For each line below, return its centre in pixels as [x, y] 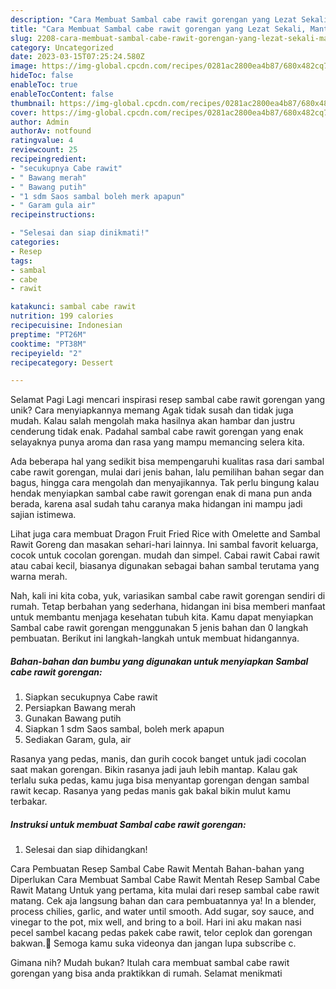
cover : [24, 112]
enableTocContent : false [62, 94]
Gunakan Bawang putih [73, 718]
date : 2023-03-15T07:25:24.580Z [77, 57]
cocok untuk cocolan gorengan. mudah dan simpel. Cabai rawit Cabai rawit [165, 555]
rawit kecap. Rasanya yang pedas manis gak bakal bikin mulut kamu [150, 791]
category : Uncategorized [62, 47]
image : [24, 66]
